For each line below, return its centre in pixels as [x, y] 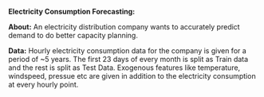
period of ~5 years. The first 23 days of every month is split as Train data [128, 59]
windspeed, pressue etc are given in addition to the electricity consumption [132, 76]
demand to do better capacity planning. [73, 35]
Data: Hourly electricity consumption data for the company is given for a [128, 50]
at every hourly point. [43, 84]
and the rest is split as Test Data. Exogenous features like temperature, [124, 68]
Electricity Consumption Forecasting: [72, 12]
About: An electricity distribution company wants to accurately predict [124, 27]
